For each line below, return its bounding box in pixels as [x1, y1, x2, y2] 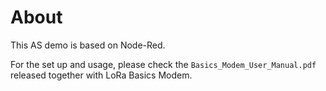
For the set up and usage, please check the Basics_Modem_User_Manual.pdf [10, 58, 317, 70]
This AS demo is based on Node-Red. [10, 39, 166, 51]
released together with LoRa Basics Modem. [10, 69, 193, 81]
